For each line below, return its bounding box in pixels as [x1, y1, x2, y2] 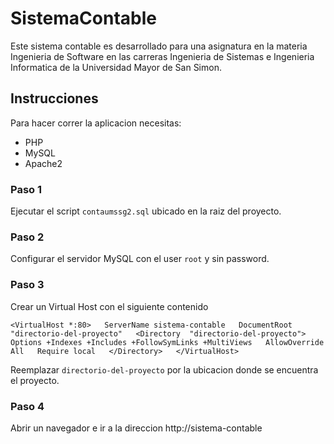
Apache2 [24, 157, 63, 169]
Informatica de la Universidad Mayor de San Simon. [10, 61, 222, 73]
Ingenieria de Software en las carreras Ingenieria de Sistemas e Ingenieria [10, 50, 315, 62]
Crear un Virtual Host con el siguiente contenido [10, 300, 209, 312]
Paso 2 [10, 230, 45, 244]
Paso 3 [10, 278, 45, 292]
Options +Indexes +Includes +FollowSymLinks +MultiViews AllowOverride [10, 337, 325, 347]
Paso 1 [10, 182, 43, 196]
